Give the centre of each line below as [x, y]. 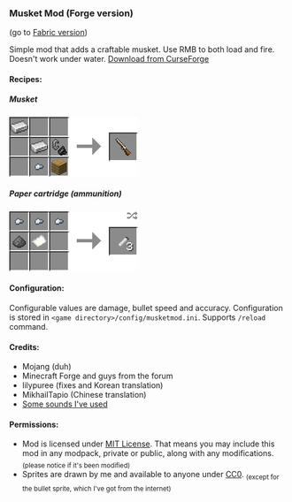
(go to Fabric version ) [49, 33]
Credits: [24, 346]
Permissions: [34, 424]
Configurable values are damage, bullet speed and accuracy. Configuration [146, 308]
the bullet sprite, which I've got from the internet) [96, 489]
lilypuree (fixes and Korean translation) [92, 385]
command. [29, 327]
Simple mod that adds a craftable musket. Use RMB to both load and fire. [142, 49]
